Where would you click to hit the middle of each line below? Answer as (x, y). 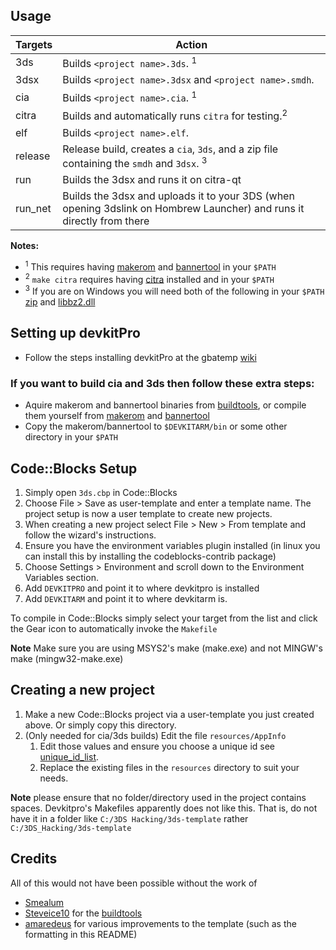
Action (191, 44)
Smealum (44, 902)
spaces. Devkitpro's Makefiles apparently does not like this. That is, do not (164, 808)
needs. (54, 778)
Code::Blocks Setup (74, 468)
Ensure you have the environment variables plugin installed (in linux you (172, 546)
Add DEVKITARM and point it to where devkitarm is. (126, 599)
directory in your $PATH (71, 437)
